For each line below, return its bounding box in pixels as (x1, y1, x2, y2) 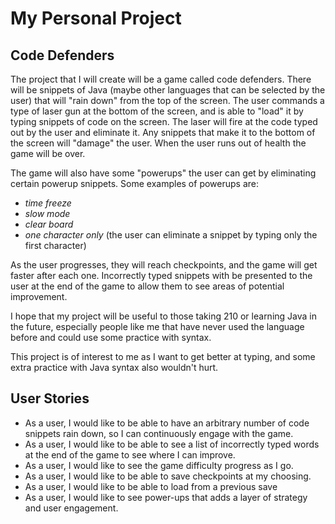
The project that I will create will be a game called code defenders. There (10, 73, 312, 85)
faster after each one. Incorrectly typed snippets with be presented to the (10, 270, 313, 281)
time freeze (24, 197, 72, 209)
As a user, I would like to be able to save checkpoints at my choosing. (24, 470, 312, 482)
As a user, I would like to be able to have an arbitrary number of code (24, 417, 310, 429)
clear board (24, 218, 74, 230)
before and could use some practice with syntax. (10, 332, 212, 343)
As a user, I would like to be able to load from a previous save (24, 480, 278, 492)
